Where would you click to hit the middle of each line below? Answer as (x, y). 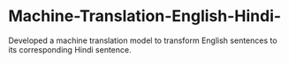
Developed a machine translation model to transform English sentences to (143, 40)
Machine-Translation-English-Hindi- (145, 16)
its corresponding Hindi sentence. (70, 49)
